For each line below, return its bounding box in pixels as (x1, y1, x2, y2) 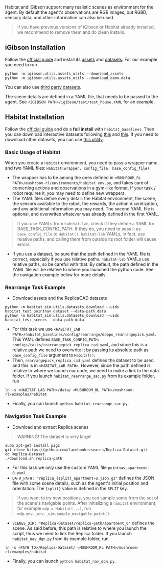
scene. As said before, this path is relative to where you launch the (12, 525, 147, 531)
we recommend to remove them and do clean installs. (17, 29, 126, 35)
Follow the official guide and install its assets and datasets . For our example (5, 56, 158, 62)
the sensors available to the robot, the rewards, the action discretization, (12, 201, 159, 207)
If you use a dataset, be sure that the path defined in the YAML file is (12, 251, 151, 257)
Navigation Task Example (5, 413, 67, 420)
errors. (17, 241, 31, 247)
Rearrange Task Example (5, 284, 66, 291)
